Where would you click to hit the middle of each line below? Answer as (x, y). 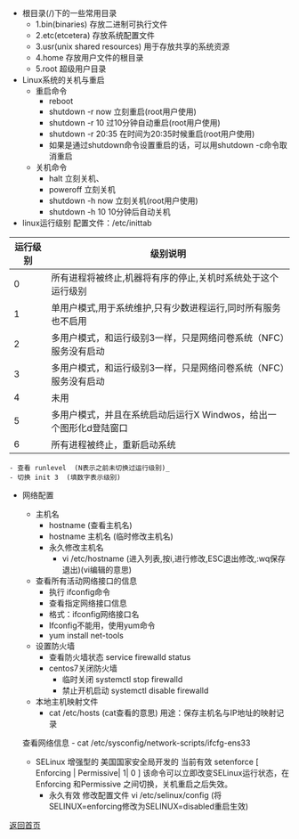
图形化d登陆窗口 (94, 428)
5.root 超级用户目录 (71, 69)
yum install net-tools (86, 635)
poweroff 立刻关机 (82, 189)
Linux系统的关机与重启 (63, 80)
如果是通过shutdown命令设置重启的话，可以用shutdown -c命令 (164, 145)
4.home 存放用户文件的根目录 (89, 57)
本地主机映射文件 (67, 701)
